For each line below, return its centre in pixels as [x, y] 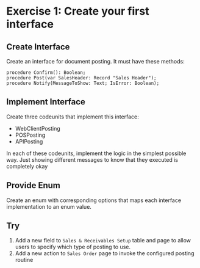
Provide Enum [34, 185]
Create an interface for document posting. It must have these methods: [95, 61]
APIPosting [29, 141]
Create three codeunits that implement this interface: [73, 117]
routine [24, 260]
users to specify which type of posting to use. [73, 247]
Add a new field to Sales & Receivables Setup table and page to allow [103, 241]
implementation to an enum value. [49, 206]
